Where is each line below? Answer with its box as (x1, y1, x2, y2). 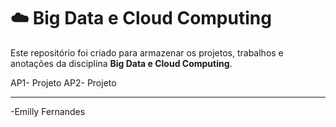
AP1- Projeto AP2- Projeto (10, 76, 117, 89)
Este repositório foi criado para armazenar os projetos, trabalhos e (10, 46, 284, 59)
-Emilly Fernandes (10, 105, 86, 117)
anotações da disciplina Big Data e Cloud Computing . (10, 57, 233, 69)
